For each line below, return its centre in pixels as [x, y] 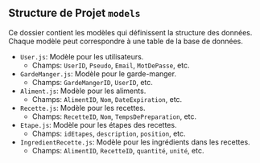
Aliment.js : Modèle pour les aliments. [83, 91]
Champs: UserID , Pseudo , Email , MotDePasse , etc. [111, 65]
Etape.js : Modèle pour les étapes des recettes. [98, 124]
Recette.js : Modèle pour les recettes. [83, 108]
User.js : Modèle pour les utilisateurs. [82, 56]
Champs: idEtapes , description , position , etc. [109, 133]
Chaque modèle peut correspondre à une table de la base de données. [126, 41]
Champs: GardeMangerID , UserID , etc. [92, 82]
